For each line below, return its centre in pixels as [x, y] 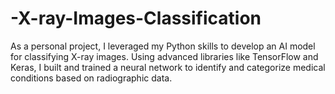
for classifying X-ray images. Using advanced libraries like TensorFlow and [164, 56]
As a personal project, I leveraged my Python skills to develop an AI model [163, 46]
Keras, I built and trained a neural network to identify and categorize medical [168, 67]
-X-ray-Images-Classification [136, 18]
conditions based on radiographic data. [91, 78]
